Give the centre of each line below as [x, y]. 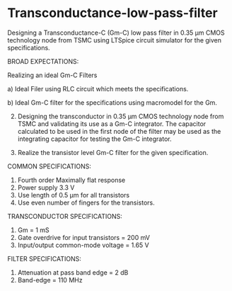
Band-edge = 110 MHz [50, 280]
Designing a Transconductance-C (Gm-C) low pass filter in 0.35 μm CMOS [116, 33]
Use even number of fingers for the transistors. [86, 202]
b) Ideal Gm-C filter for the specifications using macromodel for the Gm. [112, 102]
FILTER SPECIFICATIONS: [44, 258]
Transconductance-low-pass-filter [112, 13]
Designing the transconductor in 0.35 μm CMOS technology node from [121, 116]
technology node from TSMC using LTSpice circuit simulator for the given [114, 40]
